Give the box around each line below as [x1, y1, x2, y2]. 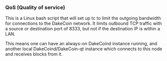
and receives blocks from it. [5, 51, 63, 57]
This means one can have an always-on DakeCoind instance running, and [5, 41, 157, 47]
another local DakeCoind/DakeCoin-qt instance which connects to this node [5, 46, 162, 52]
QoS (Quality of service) [5, 4, 65, 11]
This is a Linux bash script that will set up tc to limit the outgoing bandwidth [5, 15, 161, 21]
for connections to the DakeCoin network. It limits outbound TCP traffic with [5, 20, 162, 26]
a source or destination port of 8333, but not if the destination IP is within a [5, 26, 160, 32]
